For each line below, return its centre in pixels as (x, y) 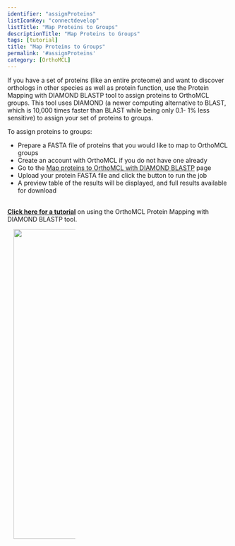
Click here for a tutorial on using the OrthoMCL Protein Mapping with (108, 211)
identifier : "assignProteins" (52, 14)
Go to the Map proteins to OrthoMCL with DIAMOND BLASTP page (114, 168)
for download (37, 190)
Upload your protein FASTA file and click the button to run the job (112, 175)
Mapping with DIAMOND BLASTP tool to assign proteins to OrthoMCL (108, 95)
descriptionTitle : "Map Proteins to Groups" (74, 34)
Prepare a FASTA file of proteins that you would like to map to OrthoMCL (122, 145)
